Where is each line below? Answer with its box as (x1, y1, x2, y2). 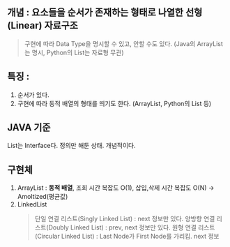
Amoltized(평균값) (17, 193, 68, 201)
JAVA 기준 (7, 121, 51, 134)
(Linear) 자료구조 (7, 20, 79, 31)
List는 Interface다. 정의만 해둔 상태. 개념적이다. (7, 142, 136, 150)
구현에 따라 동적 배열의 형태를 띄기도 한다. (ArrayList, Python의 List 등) (17, 99, 212, 107)
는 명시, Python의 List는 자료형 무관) (24, 48, 124, 57)
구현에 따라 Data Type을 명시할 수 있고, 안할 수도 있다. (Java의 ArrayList (24, 39, 223, 47)
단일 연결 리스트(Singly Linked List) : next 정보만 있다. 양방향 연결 (34, 215, 215, 223)
